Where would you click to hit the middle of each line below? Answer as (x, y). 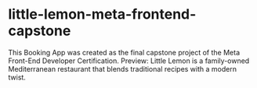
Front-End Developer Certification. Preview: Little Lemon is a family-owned (129, 61)
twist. (17, 77)
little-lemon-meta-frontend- (102, 14)
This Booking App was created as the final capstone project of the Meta (124, 52)
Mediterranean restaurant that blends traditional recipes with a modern (123, 69)
